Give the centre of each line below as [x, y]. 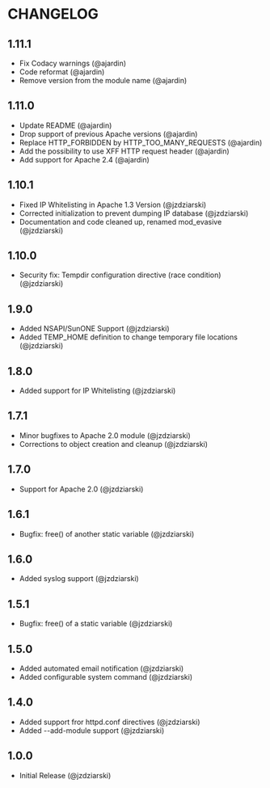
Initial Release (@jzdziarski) [65, 775]
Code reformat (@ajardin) [62, 72]
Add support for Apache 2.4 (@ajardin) [84, 159]
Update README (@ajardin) [65, 125]
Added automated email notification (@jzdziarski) [101, 668]
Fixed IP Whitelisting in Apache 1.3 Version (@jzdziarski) [113, 204]
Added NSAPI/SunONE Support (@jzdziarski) [95, 329]
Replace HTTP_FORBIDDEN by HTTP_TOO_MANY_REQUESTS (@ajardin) [141, 142]
